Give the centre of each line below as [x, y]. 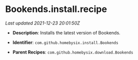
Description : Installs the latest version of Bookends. [66, 32]
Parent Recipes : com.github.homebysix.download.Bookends [73, 52]
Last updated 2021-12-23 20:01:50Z [43, 23]
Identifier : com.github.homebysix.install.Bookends [65, 42]
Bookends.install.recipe [56, 9]
